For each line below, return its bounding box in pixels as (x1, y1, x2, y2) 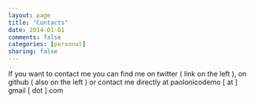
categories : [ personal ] (8, 41, 87, 48)
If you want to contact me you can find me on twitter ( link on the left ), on (8, 69, 247, 78)
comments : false (8, 33, 61, 41)
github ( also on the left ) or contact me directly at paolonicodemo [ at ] (8, 77, 238, 87)
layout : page (8, 11, 51, 20)
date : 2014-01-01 (8, 26, 65, 34)
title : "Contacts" (8, 19, 68, 27)
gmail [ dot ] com (8, 86, 64, 94)
